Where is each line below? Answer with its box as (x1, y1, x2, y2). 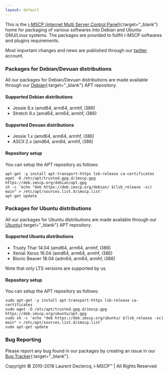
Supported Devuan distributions (5, 122, 74, 128)
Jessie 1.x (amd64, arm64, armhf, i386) (12, 133, 95, 139)
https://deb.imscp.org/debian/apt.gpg (5, 180, 87, 185)
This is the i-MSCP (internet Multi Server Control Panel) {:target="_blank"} (5, 21, 158, 27)
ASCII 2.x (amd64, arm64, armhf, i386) (12, 139, 93, 145)
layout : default (5, 7, 39, 13)
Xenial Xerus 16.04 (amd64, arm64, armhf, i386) (12, 250, 113, 256)
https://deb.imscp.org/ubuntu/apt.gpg (5, 311, 87, 316)
